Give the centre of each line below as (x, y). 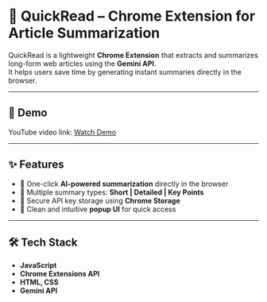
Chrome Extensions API (60, 274)
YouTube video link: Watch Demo (62, 132)
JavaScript (38, 265)
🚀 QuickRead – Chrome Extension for (132, 16)
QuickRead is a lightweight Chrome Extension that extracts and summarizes (133, 55)
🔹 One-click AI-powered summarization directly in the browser (124, 184)
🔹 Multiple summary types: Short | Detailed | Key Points (112, 192)
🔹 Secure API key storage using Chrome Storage (100, 200)
